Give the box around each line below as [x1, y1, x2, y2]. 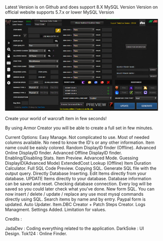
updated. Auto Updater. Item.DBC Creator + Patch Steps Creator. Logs [5, 202, 146, 207]
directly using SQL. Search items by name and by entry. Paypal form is [5, 196, 146, 202]
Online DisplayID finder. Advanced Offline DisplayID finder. [5, 150, 122, 156]
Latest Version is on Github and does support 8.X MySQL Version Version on [5, 4, 158, 10]
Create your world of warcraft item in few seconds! [5, 116, 107, 121]
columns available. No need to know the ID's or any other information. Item [5, 139, 155, 145]
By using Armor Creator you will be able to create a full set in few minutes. [5, 125, 154, 131]
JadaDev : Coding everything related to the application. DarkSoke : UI [5, 225, 144, 231]
